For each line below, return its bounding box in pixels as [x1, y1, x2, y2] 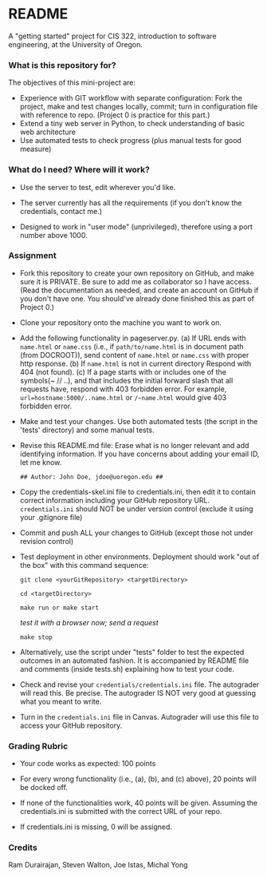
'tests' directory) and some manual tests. [19, 425, 155, 435]
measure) [19, 145, 52, 154]
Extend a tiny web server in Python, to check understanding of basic [19, 119, 245, 129]
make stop [19, 633, 53, 641]
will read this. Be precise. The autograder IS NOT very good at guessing [19, 688, 257, 697]
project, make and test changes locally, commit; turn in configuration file [19, 101, 258, 112]
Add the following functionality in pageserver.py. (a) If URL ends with [19, 333, 246, 343]
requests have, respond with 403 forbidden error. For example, [19, 384, 227, 394]
